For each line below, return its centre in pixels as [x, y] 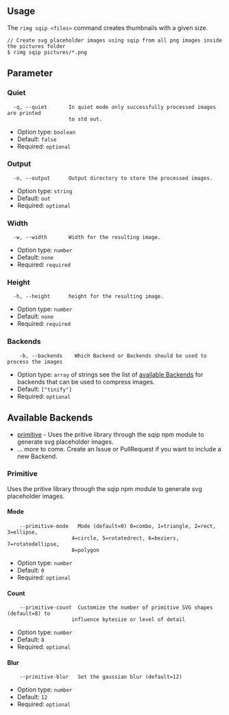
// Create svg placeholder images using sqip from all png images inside [115, 40]
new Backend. [37, 456]
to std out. [85, 119]
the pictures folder [37, 46]
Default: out [34, 198]
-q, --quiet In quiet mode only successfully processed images [114, 107]
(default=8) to [29, 614]
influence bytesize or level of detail [129, 620]
